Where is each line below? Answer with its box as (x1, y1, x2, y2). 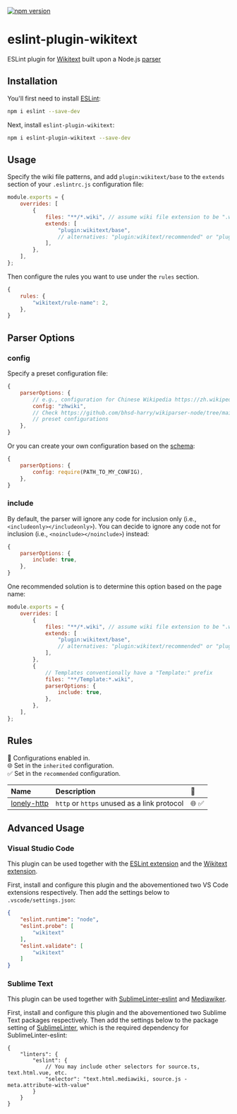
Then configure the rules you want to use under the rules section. (7, 272, 200, 281)
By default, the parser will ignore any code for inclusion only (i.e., (7, 514, 197, 523)
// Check (32, 409, 59, 417)
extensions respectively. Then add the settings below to (7, 888, 170, 897)
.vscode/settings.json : (7, 895, 76, 905)
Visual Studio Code (7, 843, 75, 853)
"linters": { (20, 1051, 59, 1058)
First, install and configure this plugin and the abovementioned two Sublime (7, 1009, 227, 1017)
